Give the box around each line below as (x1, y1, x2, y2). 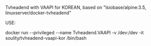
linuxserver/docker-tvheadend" (5, 10, 71, 16)
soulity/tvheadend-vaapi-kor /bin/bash (5, 35, 87, 41)
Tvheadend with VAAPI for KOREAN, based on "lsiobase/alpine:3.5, (5, 5, 146, 10)
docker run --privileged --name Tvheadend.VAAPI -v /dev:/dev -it (5, 30, 144, 35)
